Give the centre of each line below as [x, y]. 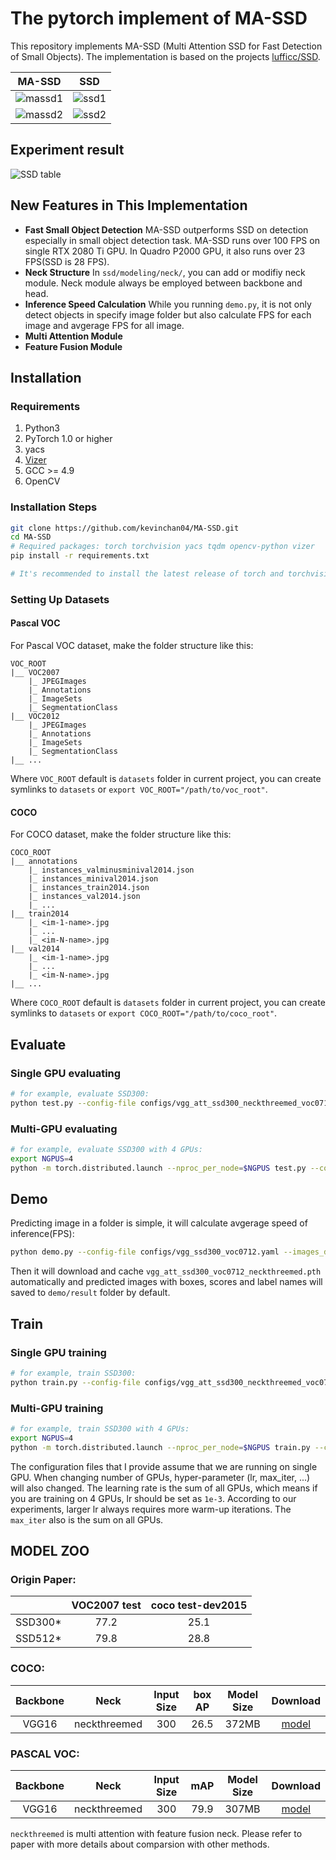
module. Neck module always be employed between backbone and [163, 283]
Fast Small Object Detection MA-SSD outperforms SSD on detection [166, 229]
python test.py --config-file [73, 1103]
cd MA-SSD [31, 537]
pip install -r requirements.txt [80, 556]
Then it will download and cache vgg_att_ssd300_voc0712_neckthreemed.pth [166, 1271]
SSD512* [38, 1639]
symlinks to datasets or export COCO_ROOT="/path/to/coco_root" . [144, 1013]
